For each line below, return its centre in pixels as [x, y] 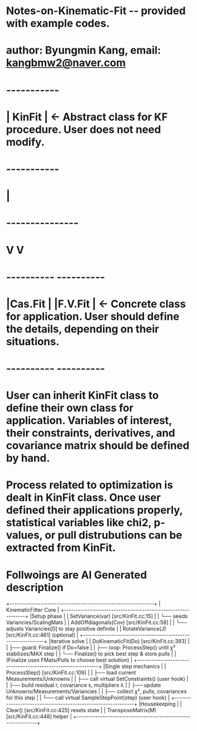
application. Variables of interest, [89, 421]
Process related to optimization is [90, 485]
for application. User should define [93, 316]
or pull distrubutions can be [113, 535]
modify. [26, 142]
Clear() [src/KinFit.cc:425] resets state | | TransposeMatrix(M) [81, 710]
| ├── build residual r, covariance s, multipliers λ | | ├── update [84, 685]
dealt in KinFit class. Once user [84, 498]
